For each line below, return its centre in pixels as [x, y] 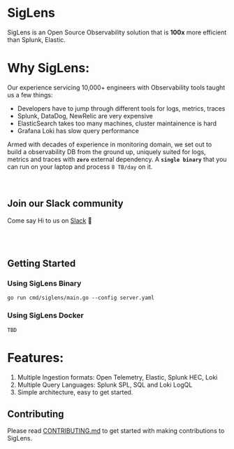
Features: [36, 358]
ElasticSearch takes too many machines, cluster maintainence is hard [117, 123]
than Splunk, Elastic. [37, 39]
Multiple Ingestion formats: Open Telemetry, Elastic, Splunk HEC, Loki [117, 377]
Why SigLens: [49, 68]
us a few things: [30, 95]
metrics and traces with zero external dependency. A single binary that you [117, 159]
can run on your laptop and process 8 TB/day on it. [80, 167]
